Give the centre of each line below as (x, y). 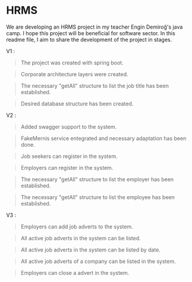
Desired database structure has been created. (77, 103)
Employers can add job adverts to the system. (77, 227)
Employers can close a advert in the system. (75, 272)
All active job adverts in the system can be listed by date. (90, 250)
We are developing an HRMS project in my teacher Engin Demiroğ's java (95, 27)
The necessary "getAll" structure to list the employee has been (98, 197)
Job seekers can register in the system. (69, 156)
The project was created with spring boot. (72, 63)
